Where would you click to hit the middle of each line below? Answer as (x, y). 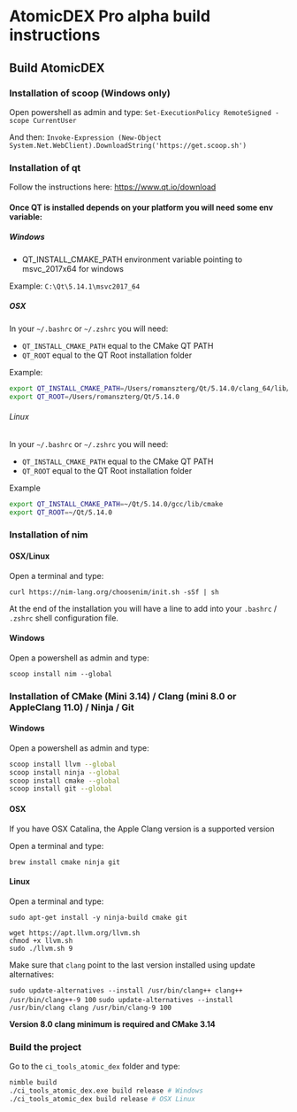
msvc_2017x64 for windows (72, 268)
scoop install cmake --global (65, 781)
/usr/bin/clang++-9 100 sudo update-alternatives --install (121, 1000)
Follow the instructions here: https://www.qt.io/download (113, 187)
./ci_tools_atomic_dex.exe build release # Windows (106, 1091)
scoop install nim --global (61, 674)
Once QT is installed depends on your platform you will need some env (141, 207)
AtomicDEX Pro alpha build (110, 16)
